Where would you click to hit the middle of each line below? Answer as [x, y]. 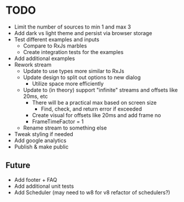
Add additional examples [44, 58]
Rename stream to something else [65, 128]
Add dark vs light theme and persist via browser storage [83, 33]
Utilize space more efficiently [68, 83]
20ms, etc [35, 96]
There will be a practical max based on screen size [94, 102]
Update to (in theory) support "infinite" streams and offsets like [100, 90]
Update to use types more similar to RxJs [74, 71]
